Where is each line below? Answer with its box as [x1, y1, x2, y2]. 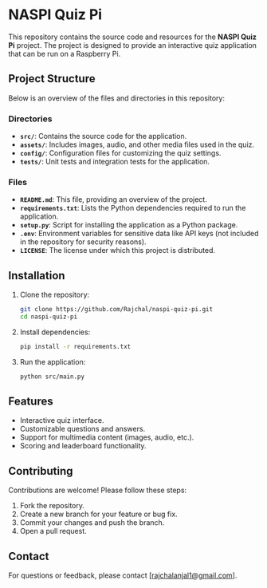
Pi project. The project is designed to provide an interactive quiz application [8, 40, 257, 49]
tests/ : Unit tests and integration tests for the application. [19, 157, 210, 167]
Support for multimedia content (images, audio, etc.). [19, 432, 194, 442]
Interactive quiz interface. [19, 416, 104, 425]
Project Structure [8, 72, 96, 85]
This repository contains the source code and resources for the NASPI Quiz [8, 32, 257, 41]
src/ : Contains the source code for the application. [19, 132, 187, 141]
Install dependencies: [19, 327, 91, 337]
